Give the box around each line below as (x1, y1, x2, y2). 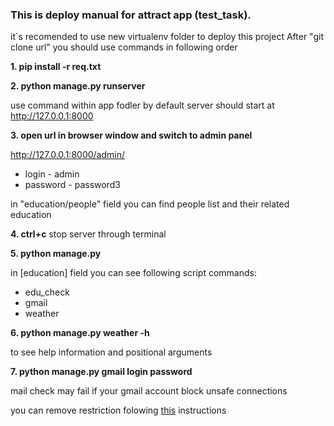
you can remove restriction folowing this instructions (10, 404, 227, 417)
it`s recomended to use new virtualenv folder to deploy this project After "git (10, 31, 324, 43)
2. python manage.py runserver (10, 80, 146, 92)
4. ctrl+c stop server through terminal (10, 228, 167, 240)
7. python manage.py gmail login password (10, 366, 193, 378)
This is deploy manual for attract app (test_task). (10, 8, 252, 22)
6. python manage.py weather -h (10, 327, 150, 339)
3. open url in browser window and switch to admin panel (10, 129, 253, 142)
